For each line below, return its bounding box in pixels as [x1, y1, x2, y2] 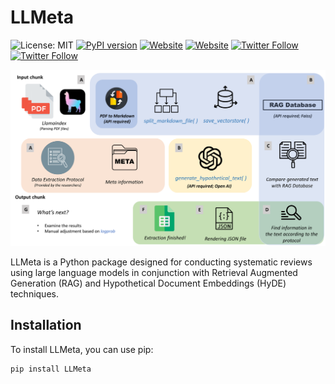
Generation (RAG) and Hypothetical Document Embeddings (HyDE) [10, 277, 287, 289]
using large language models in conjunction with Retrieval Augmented [10, 266, 298, 278]
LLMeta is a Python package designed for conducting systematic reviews [10, 256, 313, 268]
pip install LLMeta [10, 364, 92, 374]
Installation [10, 317, 82, 334]
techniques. [10, 287, 59, 300]
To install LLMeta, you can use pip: [10, 343, 154, 355]
